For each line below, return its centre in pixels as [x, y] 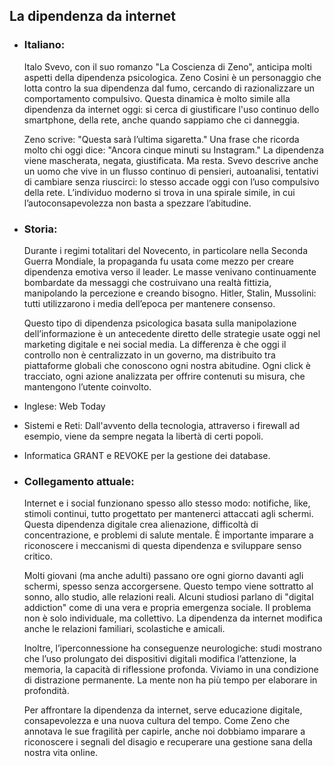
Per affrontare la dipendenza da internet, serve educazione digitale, [163, 710]
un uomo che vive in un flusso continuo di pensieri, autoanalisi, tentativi [171, 171]
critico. [38, 556]
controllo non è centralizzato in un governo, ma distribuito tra [149, 355]
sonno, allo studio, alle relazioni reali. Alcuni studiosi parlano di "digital [168, 597]
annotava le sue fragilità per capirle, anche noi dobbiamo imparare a [164, 731]
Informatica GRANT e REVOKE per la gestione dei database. [147, 455]
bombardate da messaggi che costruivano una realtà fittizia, [147, 282]
